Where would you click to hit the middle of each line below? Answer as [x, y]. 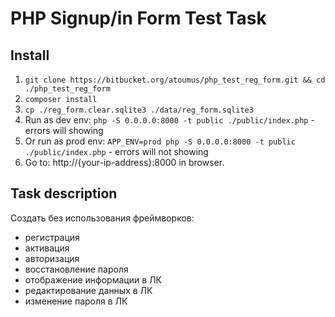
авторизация [52, 258]
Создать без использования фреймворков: [102, 218]
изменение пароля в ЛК [76, 301]
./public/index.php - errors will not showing [116, 151]
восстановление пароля [76, 269]
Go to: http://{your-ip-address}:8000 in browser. [124, 162]
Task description [64, 193]
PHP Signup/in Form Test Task [138, 18]
